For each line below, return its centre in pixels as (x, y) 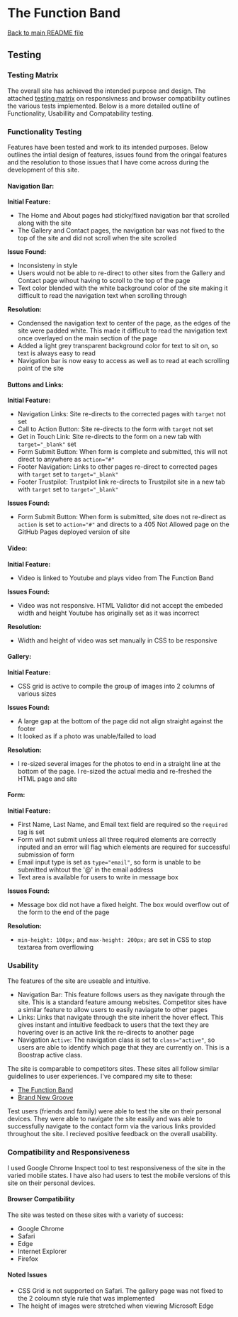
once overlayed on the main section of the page (87, 338)
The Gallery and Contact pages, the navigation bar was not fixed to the (121, 230)
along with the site (45, 223)
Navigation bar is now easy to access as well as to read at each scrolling (123, 361)
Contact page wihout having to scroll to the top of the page (104, 281)
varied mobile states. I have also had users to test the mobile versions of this (119, 1175)
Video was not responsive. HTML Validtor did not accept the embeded (120, 605)
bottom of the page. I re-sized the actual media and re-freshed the (115, 771)
